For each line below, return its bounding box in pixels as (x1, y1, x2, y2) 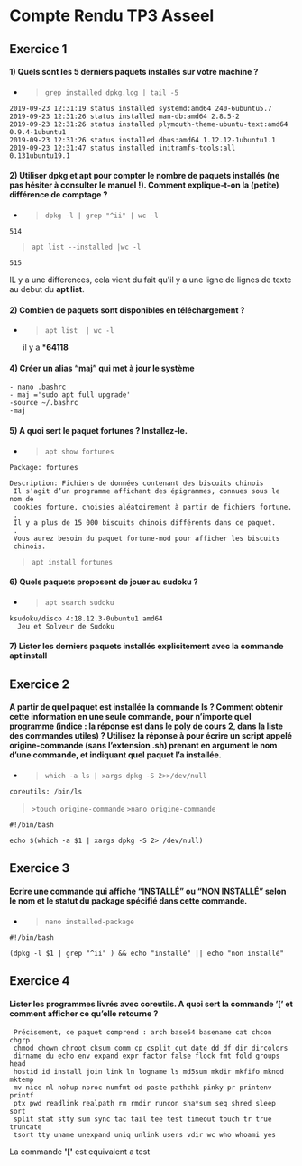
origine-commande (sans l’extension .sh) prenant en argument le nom (9, 740, 278, 751)
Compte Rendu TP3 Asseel (9, 5, 215, 26)
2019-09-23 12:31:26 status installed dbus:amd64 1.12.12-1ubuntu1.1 (9, 135, 277, 144)
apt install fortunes (31, 557, 113, 566)
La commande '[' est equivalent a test (9, 1146, 151, 1157)
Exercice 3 (9, 860, 70, 876)
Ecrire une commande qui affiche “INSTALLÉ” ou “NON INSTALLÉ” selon (9, 886, 287, 896)
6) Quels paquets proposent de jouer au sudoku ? (9, 576, 198, 587)
